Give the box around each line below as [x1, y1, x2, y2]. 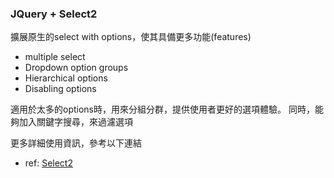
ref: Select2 [24, 157, 73, 169]
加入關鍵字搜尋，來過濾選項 [18, 116, 133, 128]
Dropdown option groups [24, 62, 129, 74]
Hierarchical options [24, 72, 108, 84]
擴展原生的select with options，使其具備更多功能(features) [10, 31, 252, 43]
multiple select [24, 51, 86, 63]
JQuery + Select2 [10, 7, 98, 21]
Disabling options [24, 83, 97, 95]
